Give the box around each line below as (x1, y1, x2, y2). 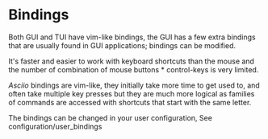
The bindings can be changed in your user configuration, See (8, 112, 212, 122)
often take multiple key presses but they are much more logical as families (8, 88, 255, 98)
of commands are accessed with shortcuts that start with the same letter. (8, 97, 252, 107)
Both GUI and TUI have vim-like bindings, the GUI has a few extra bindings (8, 32, 256, 42)
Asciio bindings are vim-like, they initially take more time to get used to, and (8, 80, 260, 90)
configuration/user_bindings (8, 121, 103, 131)
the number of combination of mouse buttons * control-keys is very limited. (8, 64, 259, 74)
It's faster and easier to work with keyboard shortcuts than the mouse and (8, 56, 254, 66)
